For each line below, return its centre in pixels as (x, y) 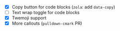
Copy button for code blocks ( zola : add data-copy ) (63, 7)
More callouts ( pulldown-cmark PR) (47, 23)
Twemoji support (29, 18)
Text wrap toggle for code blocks (46, 13)
